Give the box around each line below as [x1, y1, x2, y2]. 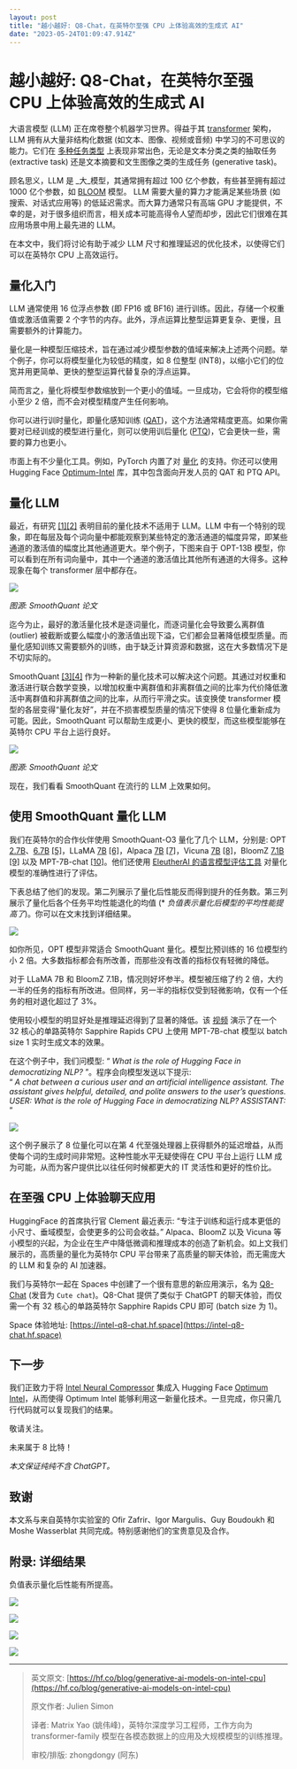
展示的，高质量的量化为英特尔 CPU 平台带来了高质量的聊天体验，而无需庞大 [9, 1248, 286, 1259]
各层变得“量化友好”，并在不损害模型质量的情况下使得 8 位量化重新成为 [24, 704, 281, 715]
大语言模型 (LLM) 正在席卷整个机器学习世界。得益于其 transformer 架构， [9, 123, 277, 134]
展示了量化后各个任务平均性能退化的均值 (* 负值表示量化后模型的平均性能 [9, 897, 276, 908]
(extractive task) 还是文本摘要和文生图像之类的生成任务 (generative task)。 [9, 157, 282, 167]
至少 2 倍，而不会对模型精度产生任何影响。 [16, 396, 174, 407]
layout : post [9, 12, 57, 22]
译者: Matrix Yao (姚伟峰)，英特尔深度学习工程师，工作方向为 [30, 1719, 254, 1730]
